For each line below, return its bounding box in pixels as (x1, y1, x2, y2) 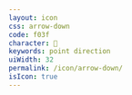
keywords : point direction (8, 47, 111, 56)
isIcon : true (8, 72, 58, 81)
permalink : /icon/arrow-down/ (8, 64, 124, 73)
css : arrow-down (8, 22, 70, 31)
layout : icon (8, 13, 58, 23)
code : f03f (8, 30, 50, 39)
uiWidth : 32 (8, 55, 54, 64)
